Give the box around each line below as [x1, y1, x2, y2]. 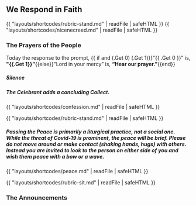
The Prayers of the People [6, 41, 81, 49]
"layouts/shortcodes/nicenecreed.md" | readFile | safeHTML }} [6, 26, 158, 33]
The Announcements [6, 194, 67, 202]
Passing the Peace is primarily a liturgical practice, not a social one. [6, 128, 176, 135]
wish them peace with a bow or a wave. [6, 153, 105, 160]
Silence [6, 74, 25, 81]
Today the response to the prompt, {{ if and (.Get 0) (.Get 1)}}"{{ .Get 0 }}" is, [6, 54, 191, 61]
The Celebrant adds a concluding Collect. [6, 89, 110, 96]
